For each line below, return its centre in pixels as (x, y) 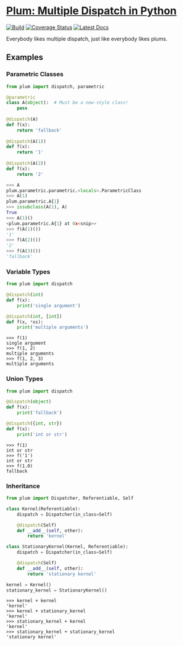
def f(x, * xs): (25, 322)
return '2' (30, 174)
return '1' (30, 152)
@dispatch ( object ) (29, 402)
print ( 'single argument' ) (49, 306)
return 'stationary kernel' (62, 574)
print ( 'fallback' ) (39, 413)
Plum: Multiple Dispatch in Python (91, 11)
